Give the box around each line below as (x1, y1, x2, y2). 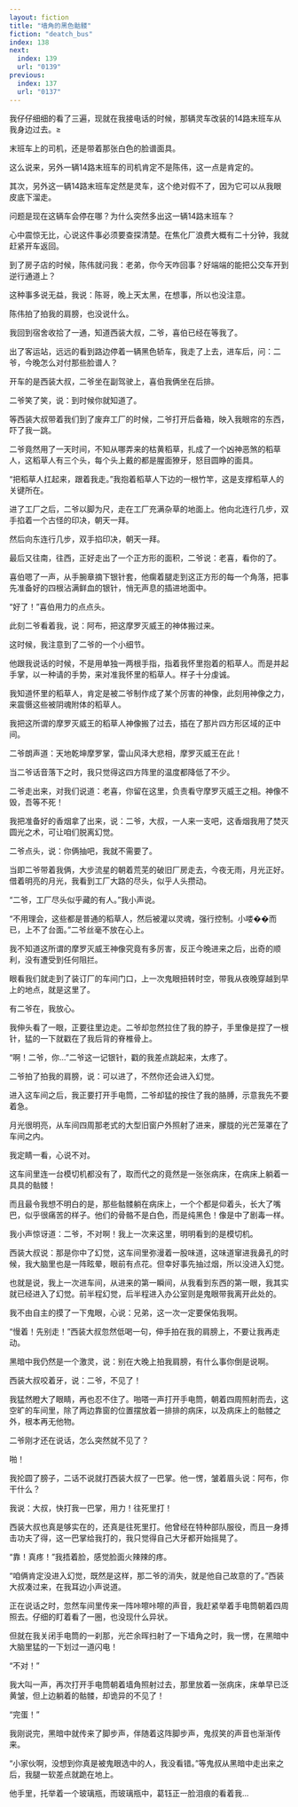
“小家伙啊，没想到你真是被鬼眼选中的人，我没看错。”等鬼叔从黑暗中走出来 (9, 1757, 277, 1768)
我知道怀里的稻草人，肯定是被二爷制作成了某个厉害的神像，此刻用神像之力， (9, 687, 289, 698)
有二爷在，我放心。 (9, 1003, 80, 1013)
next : (9, 46, 29, 55)
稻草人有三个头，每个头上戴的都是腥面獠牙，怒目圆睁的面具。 (32, 455, 258, 465)
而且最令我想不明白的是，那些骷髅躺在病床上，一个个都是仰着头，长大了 (9, 1198, 273, 1209)
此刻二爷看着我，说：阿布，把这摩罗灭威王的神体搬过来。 (9, 620, 219, 630)
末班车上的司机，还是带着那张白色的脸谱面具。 (9, 143, 180, 154)
